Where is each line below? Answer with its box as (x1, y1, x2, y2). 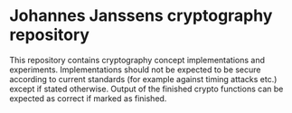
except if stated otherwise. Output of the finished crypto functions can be (9, 83, 284, 94)
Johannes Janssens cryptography (9, 5, 273, 26)
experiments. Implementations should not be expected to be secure (9, 64, 261, 75)
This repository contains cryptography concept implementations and (9, 54, 265, 65)
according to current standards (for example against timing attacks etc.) (9, 73, 278, 84)
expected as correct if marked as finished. (9, 92, 167, 104)
